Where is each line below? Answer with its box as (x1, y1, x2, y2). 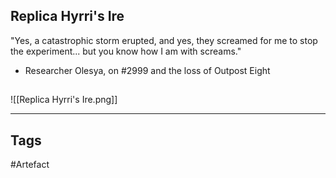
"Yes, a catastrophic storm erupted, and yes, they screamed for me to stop (10, 34, 318, 46)
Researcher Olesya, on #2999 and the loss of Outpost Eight (24, 64, 271, 76)
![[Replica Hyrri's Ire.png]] (10, 94, 118, 106)
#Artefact (10, 159, 50, 171)
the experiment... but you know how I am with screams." (10, 45, 242, 57)
